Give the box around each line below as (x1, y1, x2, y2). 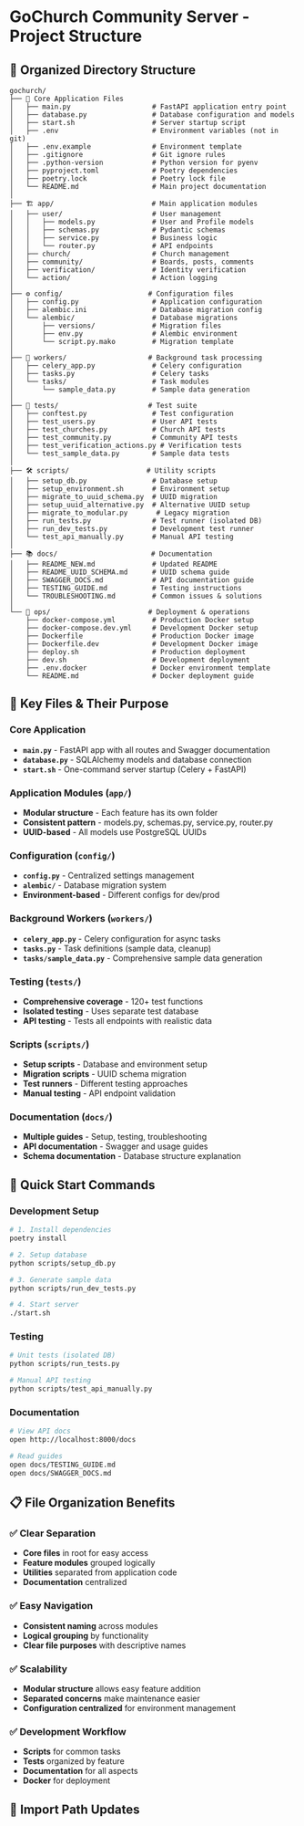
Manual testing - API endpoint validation (22, 1088, 176, 1099)
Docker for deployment (22, 1775, 111, 1786)
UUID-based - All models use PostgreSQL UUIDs (22, 826, 208, 837)
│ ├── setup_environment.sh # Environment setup (9, 485, 230, 494)
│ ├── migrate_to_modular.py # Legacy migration (9, 508, 230, 517)
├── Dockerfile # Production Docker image (25, 631, 255, 641)
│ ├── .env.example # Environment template (9, 142, 243, 151)
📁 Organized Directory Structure (9, 62, 196, 78)
